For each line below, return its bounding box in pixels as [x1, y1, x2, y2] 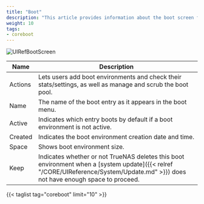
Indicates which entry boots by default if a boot [38, 115, 173, 124]
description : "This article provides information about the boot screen [6, 15, 194, 21]
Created [9, 133, 33, 141]
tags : [6, 25, 20, 32]
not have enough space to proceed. [38, 175, 140, 184]
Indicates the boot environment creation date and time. [38, 133, 194, 141]
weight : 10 [6, 20, 34, 26]
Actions [9, 80, 32, 89]
